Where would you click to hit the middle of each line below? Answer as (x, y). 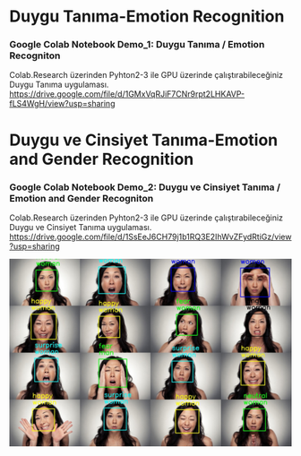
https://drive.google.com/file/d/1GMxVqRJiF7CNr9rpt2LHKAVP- (127, 94)
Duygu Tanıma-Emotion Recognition (147, 17)
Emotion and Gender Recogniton (82, 198)
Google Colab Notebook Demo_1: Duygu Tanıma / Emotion (137, 45)
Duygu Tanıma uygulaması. (59, 85)
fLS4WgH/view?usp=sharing (62, 104)
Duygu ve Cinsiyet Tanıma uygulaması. (81, 227)
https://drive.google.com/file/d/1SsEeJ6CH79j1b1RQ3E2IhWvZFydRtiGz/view (150, 237)
